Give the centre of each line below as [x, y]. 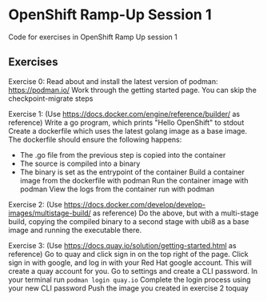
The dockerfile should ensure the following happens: [95, 139]
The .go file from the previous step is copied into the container [123, 155]
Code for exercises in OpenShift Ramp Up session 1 [93, 37]
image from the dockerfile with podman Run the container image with [134, 180]
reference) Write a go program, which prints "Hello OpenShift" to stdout [126, 122]
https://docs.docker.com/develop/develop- [135, 204]
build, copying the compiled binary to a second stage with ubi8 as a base [129, 221]
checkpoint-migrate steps [51, 98]
